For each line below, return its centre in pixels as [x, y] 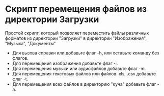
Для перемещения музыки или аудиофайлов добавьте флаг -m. [79, 68]
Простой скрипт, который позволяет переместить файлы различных [77, 33]
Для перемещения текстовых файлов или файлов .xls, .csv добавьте [84, 73]
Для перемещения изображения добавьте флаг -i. [65, 63]
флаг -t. [20, 79]
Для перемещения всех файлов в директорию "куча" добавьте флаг [84, 84]
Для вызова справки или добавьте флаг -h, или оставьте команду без [86, 53]
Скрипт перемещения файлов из [76, 9]
